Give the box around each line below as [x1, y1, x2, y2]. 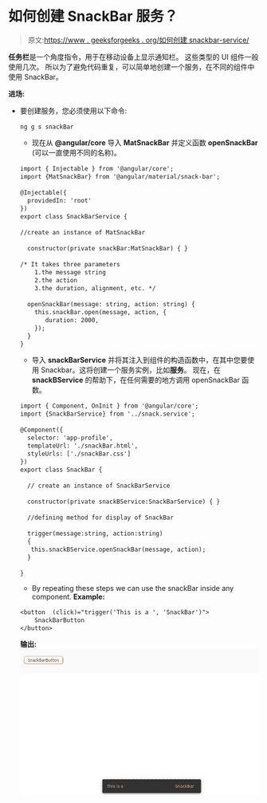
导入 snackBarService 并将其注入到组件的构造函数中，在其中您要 [31, 355, 248, 364]
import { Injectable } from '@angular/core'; [19, 164, 174, 172]
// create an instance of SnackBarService [27, 482, 171, 490]
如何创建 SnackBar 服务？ [8, 7, 179, 26]
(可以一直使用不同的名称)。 [31, 148, 121, 157]
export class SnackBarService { [19, 212, 128, 220]
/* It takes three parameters [19, 260, 121, 268]
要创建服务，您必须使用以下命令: [19, 105, 128, 116]
